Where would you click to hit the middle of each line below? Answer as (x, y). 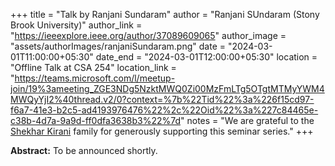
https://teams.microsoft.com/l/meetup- (95, 78)
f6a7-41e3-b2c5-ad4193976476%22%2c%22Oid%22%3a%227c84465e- (164, 110)
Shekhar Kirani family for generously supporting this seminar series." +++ (162, 131)
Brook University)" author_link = (76, 25)
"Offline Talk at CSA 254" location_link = (93, 67)
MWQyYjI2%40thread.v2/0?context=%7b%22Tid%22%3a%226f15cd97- (162, 99)
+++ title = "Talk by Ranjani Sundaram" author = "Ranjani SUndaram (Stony (165, 14)
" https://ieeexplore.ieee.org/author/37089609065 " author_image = (148, 35)
